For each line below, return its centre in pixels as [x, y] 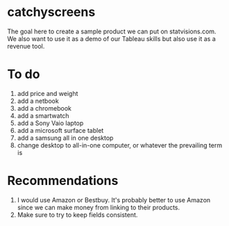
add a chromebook [44, 108]
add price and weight [48, 93]
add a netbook [38, 101]
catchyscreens [51, 12]
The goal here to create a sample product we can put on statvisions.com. [112, 31]
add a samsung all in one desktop [65, 138]
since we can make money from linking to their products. [99, 207]
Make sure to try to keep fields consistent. [77, 215]
